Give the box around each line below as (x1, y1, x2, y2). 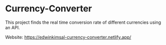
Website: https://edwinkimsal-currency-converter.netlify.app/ (5, 34, 131, 40)
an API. (5, 24, 20, 30)
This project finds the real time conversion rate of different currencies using (5, 19, 161, 25)
